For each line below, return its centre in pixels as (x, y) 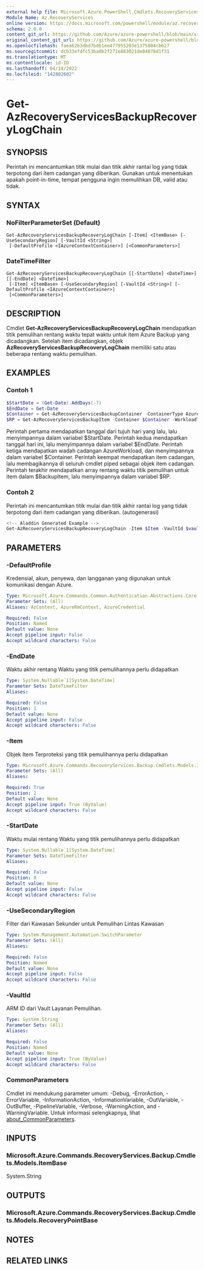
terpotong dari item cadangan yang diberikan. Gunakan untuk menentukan (100, 173)
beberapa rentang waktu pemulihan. (52, 354)
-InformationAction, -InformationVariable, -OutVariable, (111, 1099)
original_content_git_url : (40, 40)
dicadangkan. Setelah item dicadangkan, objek (65, 341)
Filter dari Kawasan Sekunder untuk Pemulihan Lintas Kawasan (85, 924)
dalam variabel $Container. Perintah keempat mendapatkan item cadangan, (101, 457)
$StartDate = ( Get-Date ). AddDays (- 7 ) (54, 403)
